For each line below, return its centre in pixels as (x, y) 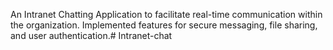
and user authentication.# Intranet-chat (91, 35)
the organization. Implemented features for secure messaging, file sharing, (164, 25)
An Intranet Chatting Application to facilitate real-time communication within (166, 14)
